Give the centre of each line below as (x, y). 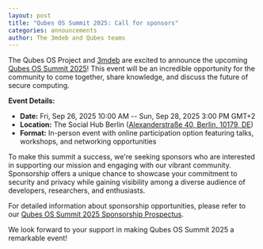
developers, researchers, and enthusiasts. (77, 190)
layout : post (30, 15)
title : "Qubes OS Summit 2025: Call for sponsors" (93, 23)
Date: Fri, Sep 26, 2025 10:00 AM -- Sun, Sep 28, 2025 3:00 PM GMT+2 (137, 117)
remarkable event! (38, 238)
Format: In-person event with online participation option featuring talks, (137, 133)
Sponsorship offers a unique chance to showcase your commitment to (123, 174)
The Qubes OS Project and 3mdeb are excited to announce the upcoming (128, 60)
